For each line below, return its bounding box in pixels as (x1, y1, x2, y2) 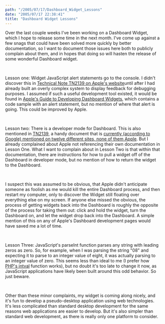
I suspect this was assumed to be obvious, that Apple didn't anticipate (5, 181, 148, 187)
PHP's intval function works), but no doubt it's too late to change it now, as (5, 263, 157, 269)
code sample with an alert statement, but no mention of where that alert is (5, 101, 155, 107)
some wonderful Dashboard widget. (5, 56, 78, 62)
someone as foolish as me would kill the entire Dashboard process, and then (5, 187, 160, 193)
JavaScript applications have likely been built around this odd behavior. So (5, 268, 157, 274)
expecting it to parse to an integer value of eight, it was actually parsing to (5, 253, 156, 259)
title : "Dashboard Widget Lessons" (5, 16, 78, 21)
